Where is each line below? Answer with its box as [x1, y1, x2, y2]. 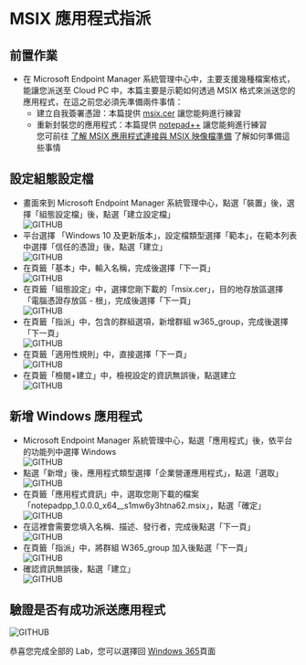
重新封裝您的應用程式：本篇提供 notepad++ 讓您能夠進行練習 [36, 120, 268, 130]
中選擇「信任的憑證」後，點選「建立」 [22, 241, 167, 252]
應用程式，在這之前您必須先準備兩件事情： [22, 97, 184, 107]
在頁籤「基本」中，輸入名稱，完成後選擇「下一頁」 [22, 262, 216, 273]
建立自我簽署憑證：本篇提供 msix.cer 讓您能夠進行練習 [36, 108, 242, 119]
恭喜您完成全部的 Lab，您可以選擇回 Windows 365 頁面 [9, 646, 216, 657]
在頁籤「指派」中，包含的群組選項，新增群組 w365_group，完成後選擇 [22, 316, 290, 327]
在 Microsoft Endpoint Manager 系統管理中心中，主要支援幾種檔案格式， [22, 74, 295, 84]
